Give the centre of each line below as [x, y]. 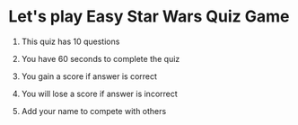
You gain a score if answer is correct [89, 76]
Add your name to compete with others [94, 111]
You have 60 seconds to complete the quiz [101, 58]
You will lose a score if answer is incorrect [100, 94]
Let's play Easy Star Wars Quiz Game [149, 17]
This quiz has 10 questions [70, 41]
